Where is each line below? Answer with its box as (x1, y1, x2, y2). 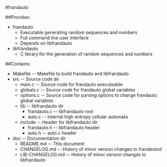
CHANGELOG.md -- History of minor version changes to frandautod (20, 146, 162, 152)
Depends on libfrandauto (20, 40, 72, 46)
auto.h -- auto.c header (27, 130, 77, 136)
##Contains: (5, 61, 31, 66)
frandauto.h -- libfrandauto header (27, 124, 100, 130)
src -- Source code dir (12, 76, 60, 82)
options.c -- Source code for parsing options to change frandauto (20, 92, 157, 98)
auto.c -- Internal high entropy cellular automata (27, 114, 128, 120)
